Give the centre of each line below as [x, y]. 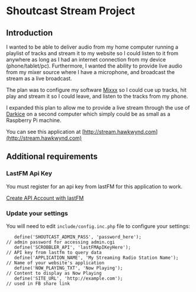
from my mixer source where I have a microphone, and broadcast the [91, 72]
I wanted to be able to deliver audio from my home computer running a [92, 47]
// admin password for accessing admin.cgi [61, 242]
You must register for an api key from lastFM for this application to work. [94, 186]
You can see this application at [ [45, 132]
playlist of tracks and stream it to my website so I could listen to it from [92, 53]
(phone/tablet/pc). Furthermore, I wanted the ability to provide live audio [94, 66]
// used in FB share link [38, 283]
